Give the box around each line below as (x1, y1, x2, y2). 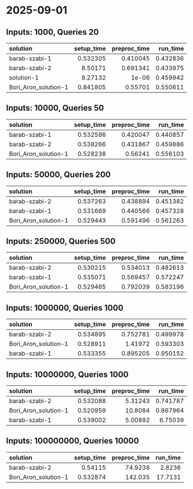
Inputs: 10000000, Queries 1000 (6, 369, 129, 379)
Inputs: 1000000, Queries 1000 (6, 303, 124, 313)
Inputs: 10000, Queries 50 (6, 103, 104, 113)
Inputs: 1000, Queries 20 (6, 27, 99, 37)
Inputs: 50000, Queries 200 (6, 170, 111, 180)
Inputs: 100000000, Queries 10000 (6, 436, 139, 446)
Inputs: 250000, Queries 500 (6, 236, 116, 246)
